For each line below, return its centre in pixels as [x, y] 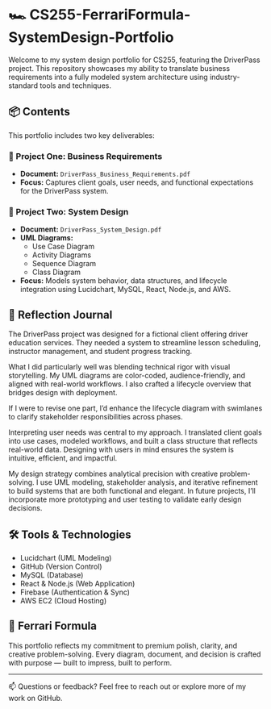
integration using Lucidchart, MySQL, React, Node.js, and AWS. [125, 290]
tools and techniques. [75, 85]
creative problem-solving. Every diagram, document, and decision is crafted [135, 654]
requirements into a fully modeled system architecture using [108, 77]
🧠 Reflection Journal [60, 315]
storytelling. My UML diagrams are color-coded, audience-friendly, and [127, 376]
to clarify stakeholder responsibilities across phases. [96, 417]
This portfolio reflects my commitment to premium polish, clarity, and [123, 645]
